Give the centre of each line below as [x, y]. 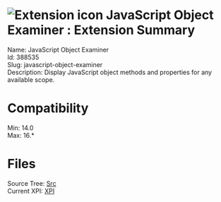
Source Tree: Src [32, 183]
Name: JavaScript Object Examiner [58, 49]
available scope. [31, 79]
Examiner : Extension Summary [101, 30]
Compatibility [48, 108]
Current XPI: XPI [31, 191]
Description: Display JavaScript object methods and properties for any [110, 72]
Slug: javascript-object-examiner [55, 64]
